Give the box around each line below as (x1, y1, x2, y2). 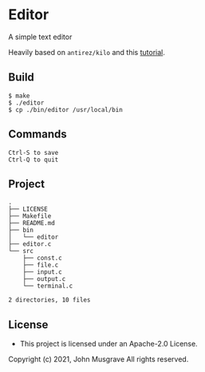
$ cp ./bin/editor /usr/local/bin (8, 105, 124, 113)
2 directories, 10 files (8, 296, 91, 304)
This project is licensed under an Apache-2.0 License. (19, 339, 198, 349)
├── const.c (22, 254, 62, 263)
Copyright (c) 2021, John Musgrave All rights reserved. (8, 354, 189, 364)
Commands (8, 128, 68, 141)
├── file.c (22, 261, 59, 269)
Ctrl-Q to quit (8, 156, 59, 164)
